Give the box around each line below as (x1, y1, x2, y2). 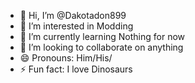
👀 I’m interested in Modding (19, 20, 134, 32)
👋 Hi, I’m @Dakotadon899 (19, 10, 127, 21)
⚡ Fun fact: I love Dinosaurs (19, 63, 133, 75)
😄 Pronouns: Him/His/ (19, 52, 113, 64)
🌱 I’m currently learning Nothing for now (19, 31, 186, 42)
